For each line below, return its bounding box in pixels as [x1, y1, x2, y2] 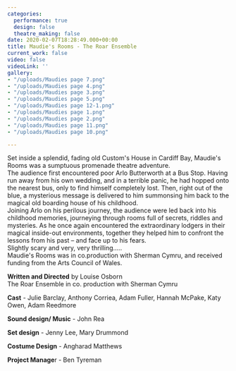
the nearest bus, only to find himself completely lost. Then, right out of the [7, 184, 223, 193]
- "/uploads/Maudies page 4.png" [7, 83, 106, 90]
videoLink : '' [7, 63, 49, 70]
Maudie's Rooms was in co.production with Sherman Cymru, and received [7, 251, 223, 260]
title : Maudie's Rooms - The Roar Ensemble [7, 43, 137, 50]
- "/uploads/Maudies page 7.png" [7, 75, 106, 83]
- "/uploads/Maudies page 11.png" [7, 121, 109, 129]
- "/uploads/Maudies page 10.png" [7, 128, 109, 135]
